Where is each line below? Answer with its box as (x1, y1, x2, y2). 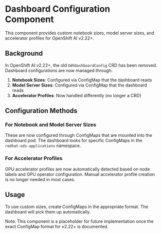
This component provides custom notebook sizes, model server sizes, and (5, 30, 154, 36)
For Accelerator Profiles (5, 155, 63, 162)
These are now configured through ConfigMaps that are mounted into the (5, 132, 152, 138)
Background (5, 49, 43, 58)
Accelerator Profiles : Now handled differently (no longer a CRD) (12, 92, 142, 98)
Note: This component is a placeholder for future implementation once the (5, 218, 154, 224)
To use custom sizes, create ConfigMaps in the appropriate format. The (5, 204, 148, 210)
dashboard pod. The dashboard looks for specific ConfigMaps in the (5, 138, 143, 144)
